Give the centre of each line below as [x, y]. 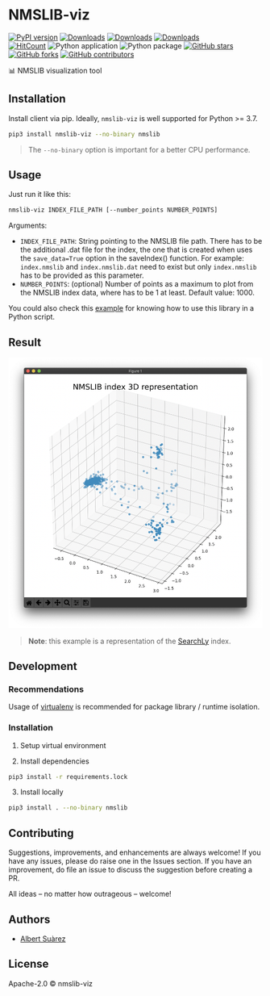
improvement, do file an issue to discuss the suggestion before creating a [130, 870]
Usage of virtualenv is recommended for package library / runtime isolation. [134, 707]
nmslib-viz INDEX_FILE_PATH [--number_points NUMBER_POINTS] [113, 210]
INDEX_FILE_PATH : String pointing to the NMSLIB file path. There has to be [141, 241]
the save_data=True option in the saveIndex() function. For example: [132, 258]
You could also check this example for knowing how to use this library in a [131, 308]
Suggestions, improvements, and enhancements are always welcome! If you [135, 852]
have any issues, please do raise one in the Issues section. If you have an [130, 861]
